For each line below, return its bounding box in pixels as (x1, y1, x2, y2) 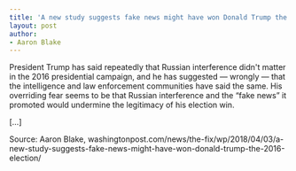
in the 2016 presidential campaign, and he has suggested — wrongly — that (9, 72, 286, 82)
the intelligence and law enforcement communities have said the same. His (9, 81, 283, 91)
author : (9, 29, 38, 38)
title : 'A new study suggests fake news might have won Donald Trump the (9, 12, 288, 22)
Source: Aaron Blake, (9, 134, 86, 144)
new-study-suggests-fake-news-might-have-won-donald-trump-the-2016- (9, 144, 285, 154)
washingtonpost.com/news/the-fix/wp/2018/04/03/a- (87, 134, 284, 144)
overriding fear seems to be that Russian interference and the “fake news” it (9, 90, 287, 101)
